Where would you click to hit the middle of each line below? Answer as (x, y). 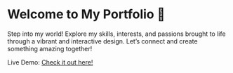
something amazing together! (50, 48)
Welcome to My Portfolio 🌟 (86, 14)
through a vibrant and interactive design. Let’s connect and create (102, 41)
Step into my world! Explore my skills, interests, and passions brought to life (116, 34)
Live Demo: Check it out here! (50, 62)
